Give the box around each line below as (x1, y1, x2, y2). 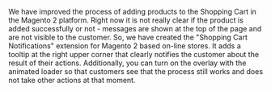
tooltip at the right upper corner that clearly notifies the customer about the (8, 50, 260, 59)
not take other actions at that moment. (8, 76, 136, 85)
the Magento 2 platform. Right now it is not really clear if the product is (8, 15, 244, 25)
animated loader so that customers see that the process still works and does (8, 67, 264, 76)
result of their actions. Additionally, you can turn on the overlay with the (8, 58, 247, 68)
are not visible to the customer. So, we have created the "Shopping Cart (8, 32, 248, 42)
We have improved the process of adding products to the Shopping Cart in (8, 7, 257, 16)
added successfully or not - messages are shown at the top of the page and (8, 24, 262, 33)
